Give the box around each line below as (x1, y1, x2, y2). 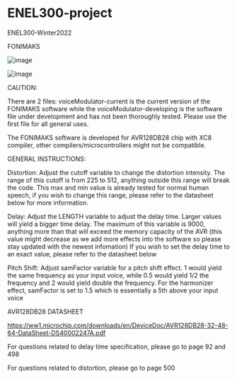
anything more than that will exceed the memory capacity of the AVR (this (7, 227, 223, 235)
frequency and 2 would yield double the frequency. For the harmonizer (7, 278, 214, 287)
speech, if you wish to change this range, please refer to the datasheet (7, 191, 214, 199)
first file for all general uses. (7, 119, 89, 128)
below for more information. (7, 198, 88, 207)
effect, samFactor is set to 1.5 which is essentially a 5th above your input (7, 285, 219, 295)
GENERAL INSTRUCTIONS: (7, 154, 86, 163)
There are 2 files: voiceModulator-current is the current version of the (7, 97, 211, 106)
